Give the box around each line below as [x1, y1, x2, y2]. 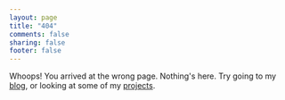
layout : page [9, 12, 58, 22]
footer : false [9, 46, 62, 55]
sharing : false [9, 37, 66, 47]
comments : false [9, 29, 69, 38]
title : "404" [9, 21, 58, 30]
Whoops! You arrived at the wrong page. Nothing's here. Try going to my [9, 71, 277, 81]
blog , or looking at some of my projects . [9, 80, 156, 91]
